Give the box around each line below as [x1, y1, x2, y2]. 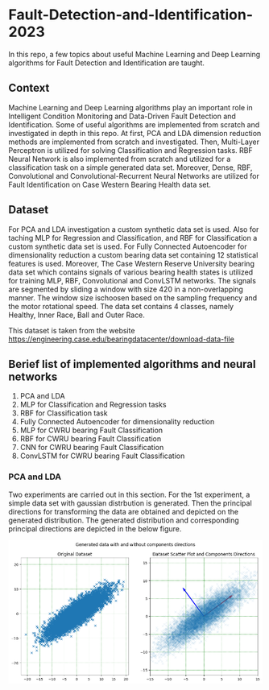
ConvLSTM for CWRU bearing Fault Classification [19, 451, 185, 461]
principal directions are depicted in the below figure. [8, 523, 182, 533]
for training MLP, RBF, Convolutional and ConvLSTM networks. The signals [8, 275, 256, 285]
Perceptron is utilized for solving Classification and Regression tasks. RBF [8, 145, 253, 155]
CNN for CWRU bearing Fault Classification [19, 443, 164, 452]
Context [8, 81, 50, 95]
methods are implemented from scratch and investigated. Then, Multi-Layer [8, 137, 260, 147]
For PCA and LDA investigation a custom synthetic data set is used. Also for [8, 224, 259, 234]
